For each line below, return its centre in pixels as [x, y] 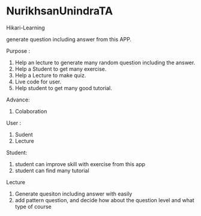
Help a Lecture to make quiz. [50, 75]
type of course [33, 206]
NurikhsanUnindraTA [59, 11]
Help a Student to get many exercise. [61, 69]
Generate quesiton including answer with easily [73, 194]
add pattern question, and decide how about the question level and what [105, 200]
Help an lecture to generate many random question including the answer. [105, 62]
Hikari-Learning [25, 28]
